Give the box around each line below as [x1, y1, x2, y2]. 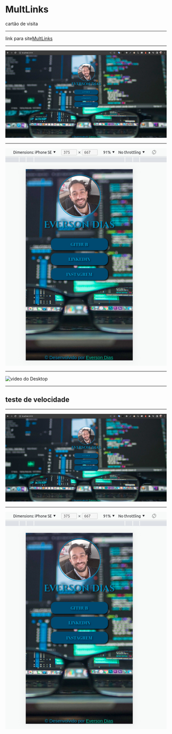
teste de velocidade [5, 396, 70, 404]
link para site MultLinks [5, 35, 53, 42]
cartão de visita [5, 21, 38, 27]
